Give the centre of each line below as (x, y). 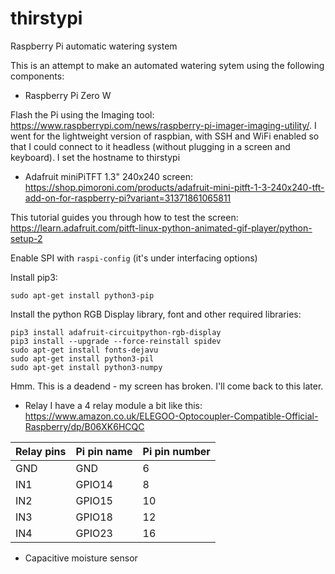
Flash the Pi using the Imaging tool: (82, 114)
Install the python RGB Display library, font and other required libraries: (156, 314)
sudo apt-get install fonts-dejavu (84, 350)
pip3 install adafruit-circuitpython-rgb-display (116, 332)
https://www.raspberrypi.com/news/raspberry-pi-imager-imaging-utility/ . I (163, 125)
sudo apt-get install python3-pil (82, 358)
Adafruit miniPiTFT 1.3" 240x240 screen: (108, 176)
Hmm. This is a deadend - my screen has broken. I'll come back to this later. (167, 386)
